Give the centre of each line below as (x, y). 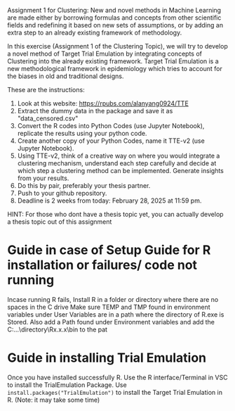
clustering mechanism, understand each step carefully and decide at (117, 163)
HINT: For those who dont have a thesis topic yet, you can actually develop (115, 214)
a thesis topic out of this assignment (60, 222)
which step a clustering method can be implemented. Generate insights (121, 171)
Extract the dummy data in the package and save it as (95, 111)
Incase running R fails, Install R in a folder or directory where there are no (113, 299)
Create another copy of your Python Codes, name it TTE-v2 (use (111, 141)
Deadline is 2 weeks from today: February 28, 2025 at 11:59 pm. (109, 201)
